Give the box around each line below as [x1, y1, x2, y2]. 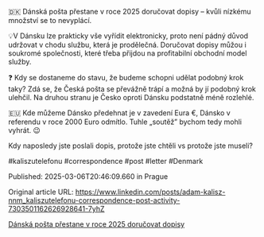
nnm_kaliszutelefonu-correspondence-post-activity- [8, 196, 181, 205]
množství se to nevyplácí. [8, 16, 92, 25]
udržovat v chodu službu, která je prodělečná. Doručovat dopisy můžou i [8, 40, 247, 49]
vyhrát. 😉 [8, 126, 41, 134]
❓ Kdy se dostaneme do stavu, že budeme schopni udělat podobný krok [8, 73, 244, 82]
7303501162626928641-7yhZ [8, 204, 105, 213]
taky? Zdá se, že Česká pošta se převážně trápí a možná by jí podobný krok [8, 84, 256, 94]
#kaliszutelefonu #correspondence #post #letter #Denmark [8, 157, 204, 165]
